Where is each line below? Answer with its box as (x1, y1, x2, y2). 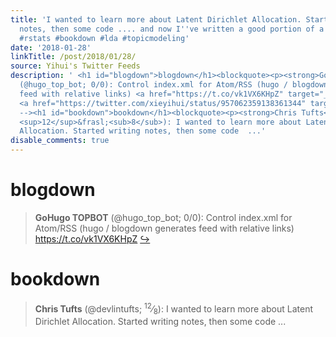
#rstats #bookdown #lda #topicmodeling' (19, 33, 190, 43)
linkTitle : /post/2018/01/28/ (10, 52, 137, 62)
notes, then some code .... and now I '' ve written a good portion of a (19, 24, 325, 34)
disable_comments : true (10, 136, 110, 146)
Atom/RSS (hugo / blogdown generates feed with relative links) (34, 222, 295, 234)
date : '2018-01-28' (10, 42, 92, 53)
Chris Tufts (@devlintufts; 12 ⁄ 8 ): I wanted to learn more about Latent (34, 301, 314, 317)
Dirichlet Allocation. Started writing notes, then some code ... (34, 316, 287, 328)
